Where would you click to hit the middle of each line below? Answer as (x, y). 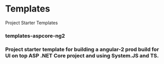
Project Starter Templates (32, 23)
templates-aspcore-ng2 (35, 36)
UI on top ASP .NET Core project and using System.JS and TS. (82, 55)
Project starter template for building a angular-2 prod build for (82, 49)
